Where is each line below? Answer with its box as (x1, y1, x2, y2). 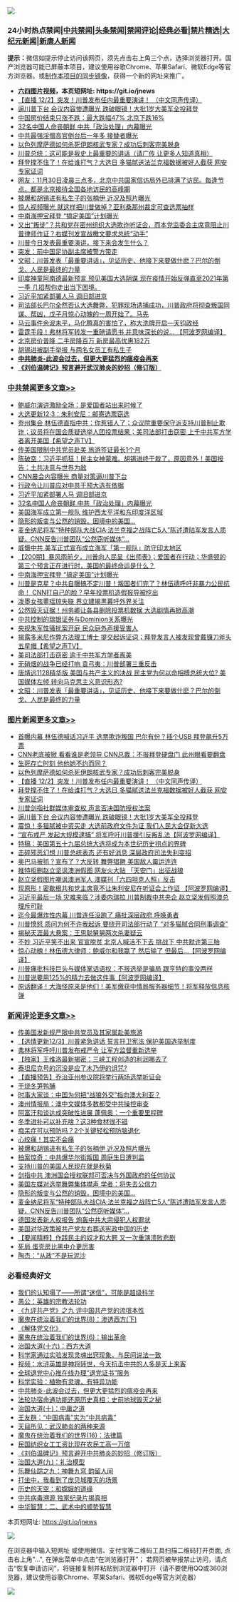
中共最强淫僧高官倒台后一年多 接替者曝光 (17, 131, 139, 140)
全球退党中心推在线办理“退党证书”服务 (17, 1369, 130, 1377)
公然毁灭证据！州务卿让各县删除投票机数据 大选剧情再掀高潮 (17, 605, 194, 614)
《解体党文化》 (17, 1324, 62, 1333)
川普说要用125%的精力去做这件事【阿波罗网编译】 (17, 973, 166, 982)
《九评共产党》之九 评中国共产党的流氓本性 (17, 1306, 144, 1315)
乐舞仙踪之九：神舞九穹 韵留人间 (17, 1467, 114, 1476)
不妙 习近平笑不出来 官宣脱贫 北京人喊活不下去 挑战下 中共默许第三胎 (17, 937, 221, 946)
